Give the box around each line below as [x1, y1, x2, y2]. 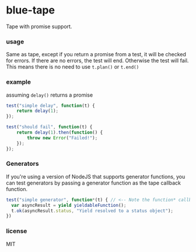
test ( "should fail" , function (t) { [6, 124, 93, 130]
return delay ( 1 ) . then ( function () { [16, 130, 103, 135]
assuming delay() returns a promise [6, 91, 93, 98]
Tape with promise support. [6, 23, 72, 30]
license [6, 227, 27, 235]
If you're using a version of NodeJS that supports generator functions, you [6, 173, 185, 180]
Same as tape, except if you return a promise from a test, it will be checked [6, 51, 187, 58]
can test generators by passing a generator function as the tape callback [6, 179, 181, 186]
